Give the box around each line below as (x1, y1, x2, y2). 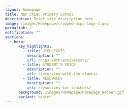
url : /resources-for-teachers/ (27, 85, 92, 90)
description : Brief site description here (5, 16, 94, 21)
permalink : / (5, 26, 32, 31)
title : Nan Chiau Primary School (5, 12, 74, 17)
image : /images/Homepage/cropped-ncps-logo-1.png (5, 21, 109, 26)
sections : (5, 35, 26, 40)
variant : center (18, 94, 52, 99)
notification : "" (5, 30, 41, 35)
